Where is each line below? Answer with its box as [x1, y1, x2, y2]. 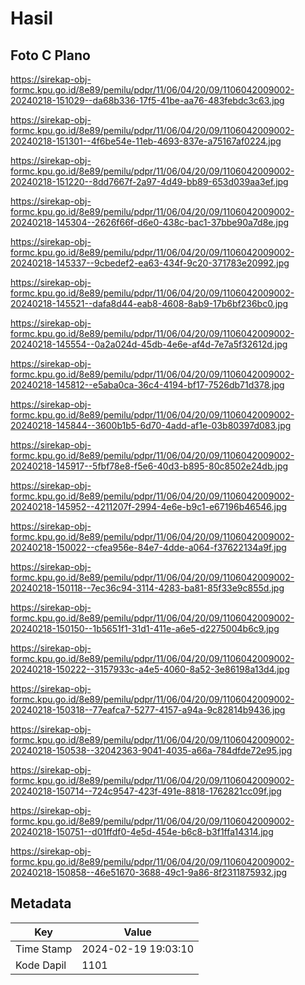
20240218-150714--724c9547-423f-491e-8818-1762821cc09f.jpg [10, 785, 282, 797]
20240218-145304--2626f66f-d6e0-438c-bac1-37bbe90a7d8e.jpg [10, 217, 290, 228]
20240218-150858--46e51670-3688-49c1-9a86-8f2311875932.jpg [10, 867, 288, 878]
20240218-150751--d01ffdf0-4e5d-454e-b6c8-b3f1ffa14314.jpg [10, 826, 274, 837]
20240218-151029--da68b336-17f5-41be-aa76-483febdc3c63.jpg [10, 95, 285, 106]
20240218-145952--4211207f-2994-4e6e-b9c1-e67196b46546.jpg [10, 501, 288, 512]
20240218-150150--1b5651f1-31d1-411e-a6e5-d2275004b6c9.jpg [10, 623, 280, 634]
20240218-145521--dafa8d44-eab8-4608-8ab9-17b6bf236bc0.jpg [10, 298, 289, 309]
